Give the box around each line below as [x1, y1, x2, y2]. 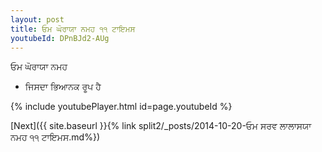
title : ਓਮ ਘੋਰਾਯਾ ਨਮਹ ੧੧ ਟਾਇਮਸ [10, 24, 136, 34]
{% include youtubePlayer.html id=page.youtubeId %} [10, 101, 233, 113]
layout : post [10, 14, 65, 25]
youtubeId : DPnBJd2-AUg [10, 33, 110, 43]
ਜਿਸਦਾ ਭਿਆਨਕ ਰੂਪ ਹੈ [24, 81, 102, 93]
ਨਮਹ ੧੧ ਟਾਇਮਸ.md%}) [10, 131, 101, 143]
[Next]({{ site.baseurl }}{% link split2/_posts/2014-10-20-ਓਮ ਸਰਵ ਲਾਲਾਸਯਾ [10, 120, 312, 132]
